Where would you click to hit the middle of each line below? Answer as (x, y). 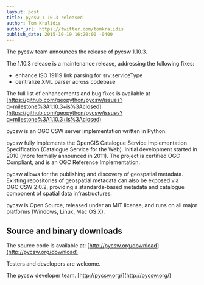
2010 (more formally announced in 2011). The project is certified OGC (93, 156)
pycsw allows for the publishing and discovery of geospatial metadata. (95, 174)
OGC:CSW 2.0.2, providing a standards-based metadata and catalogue (95, 187)
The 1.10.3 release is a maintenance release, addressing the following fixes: (100, 64)
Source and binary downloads (65, 231)
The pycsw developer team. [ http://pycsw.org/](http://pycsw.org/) (89, 275)
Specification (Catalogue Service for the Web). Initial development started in (102, 149)
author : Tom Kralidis (34, 23)
